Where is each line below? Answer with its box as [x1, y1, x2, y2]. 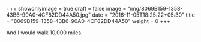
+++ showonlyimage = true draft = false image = [6, 5, 127, 12]
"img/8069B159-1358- [127, 5, 183, 12]
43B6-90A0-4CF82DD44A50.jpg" [6, 11, 91, 18]
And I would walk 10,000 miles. [6, 29, 83, 36]
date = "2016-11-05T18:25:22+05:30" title [92, 11, 195, 18]
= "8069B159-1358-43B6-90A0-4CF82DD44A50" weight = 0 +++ [6, 18, 171, 24]
